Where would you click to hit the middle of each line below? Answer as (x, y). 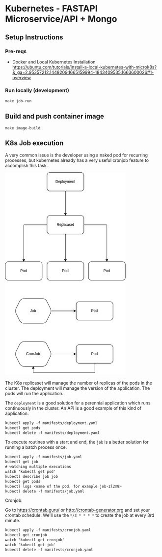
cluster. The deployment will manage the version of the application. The (78, 388)
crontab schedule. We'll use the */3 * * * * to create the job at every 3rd (80, 515)
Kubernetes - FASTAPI (51, 9)
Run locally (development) (37, 90)
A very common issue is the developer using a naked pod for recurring (77, 155)
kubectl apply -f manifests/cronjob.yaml (48, 530)
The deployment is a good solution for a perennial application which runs (78, 403)
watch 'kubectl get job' (30, 545)
